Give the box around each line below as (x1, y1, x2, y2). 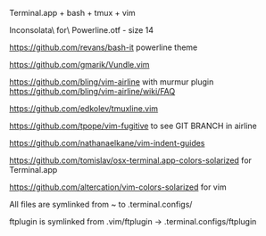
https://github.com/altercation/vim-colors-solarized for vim (9, 182, 227, 192)
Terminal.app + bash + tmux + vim (9, 8, 136, 18)
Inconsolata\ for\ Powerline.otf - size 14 (9, 25, 154, 35)
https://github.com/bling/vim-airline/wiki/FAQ (9, 86, 176, 96)
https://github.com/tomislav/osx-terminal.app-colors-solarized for (9, 155, 253, 166)
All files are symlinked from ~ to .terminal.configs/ (9, 199, 193, 209)
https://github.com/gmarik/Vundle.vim (9, 60, 150, 69)
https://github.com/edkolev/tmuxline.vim (9, 103, 159, 114)
